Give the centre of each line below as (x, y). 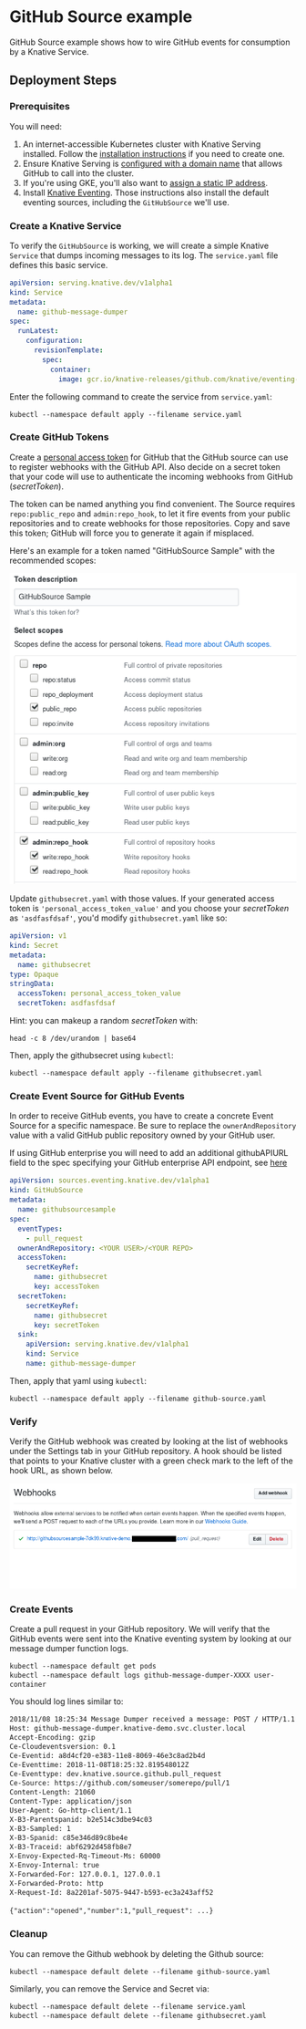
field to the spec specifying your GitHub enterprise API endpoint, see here (148, 1163)
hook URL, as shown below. (61, 1471)
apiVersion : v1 (38, 936)
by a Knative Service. (49, 51)
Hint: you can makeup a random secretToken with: (104, 1021)
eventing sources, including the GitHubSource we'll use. (126, 202)
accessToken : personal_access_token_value (99, 994)
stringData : (32, 984)
